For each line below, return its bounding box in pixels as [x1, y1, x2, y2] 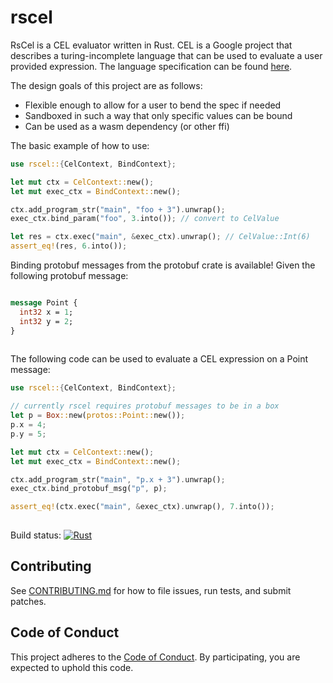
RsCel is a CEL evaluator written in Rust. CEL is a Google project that [10, 39, 293, 51]
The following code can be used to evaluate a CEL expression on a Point [10, 353, 309, 365]
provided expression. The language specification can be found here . [10, 60, 293, 72]
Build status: [10, 529, 62, 541]
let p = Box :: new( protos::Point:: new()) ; [10, 411, 186, 421]
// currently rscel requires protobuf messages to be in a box [10, 401, 280, 411]
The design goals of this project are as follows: [10, 79, 203, 91]
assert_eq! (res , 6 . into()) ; [10, 241, 128, 251]
